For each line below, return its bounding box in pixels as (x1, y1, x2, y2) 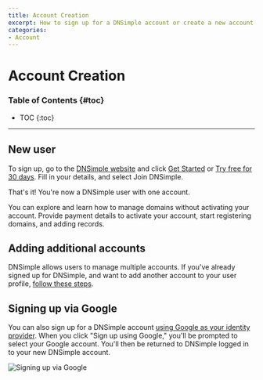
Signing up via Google (8, 302, 117, 315)
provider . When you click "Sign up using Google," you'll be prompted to (8, 331, 238, 341)
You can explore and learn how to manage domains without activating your (8, 202, 250, 212)
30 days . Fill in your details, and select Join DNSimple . (8, 172, 184, 181)
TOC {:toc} (19, 113, 55, 122)
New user (8, 143, 56, 157)
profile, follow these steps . (8, 279, 94, 288)
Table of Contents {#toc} (8, 95, 105, 106)
